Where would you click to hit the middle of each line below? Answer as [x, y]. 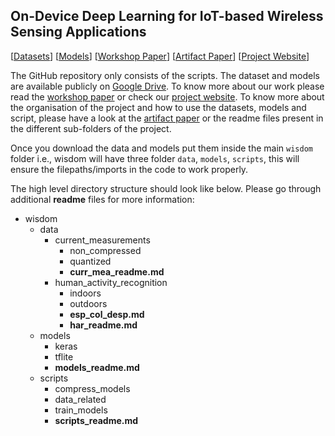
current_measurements [102, 240]
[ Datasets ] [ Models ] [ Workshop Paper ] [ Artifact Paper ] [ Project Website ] [160, 56]
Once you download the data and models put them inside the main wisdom [161, 148]
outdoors [88, 303]
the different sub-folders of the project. [91, 128]
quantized [90, 261]
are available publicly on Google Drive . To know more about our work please [167, 86]
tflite [64, 356]
